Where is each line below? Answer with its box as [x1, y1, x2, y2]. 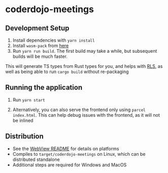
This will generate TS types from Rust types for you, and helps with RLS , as [5, 63, 163, 69]
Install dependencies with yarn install [12, 37, 95, 43]
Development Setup [5, 24, 70, 32]
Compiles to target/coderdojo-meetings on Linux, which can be [12, 151, 146, 157]
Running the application [5, 83, 83, 92]
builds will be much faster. [12, 53, 68, 59]
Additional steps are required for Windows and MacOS [12, 161, 127, 168]
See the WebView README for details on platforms [12, 146, 119, 152]
